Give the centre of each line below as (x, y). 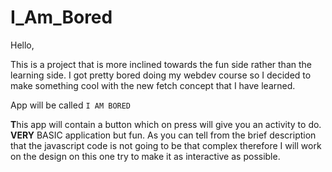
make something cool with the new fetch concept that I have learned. (153, 85)
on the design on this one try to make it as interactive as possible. (145, 156)
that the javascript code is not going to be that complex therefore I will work (166, 145)
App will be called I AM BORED (71, 105)
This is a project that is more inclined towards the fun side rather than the (161, 64)
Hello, (22, 45)
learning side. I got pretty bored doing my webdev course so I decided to (161, 75)
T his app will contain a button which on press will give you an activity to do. (166, 124)
